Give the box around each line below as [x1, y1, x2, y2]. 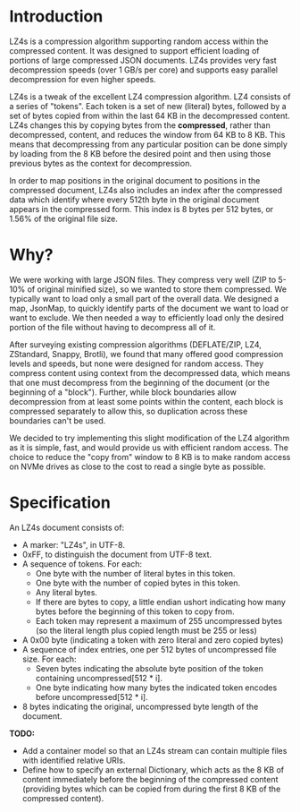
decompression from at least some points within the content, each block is [9, 396, 284, 406]
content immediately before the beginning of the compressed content [21, 774, 279, 784]
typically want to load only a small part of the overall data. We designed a [9, 293, 279, 303]
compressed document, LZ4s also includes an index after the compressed [9, 184, 283, 195]
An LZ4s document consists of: [9, 522, 125, 533]
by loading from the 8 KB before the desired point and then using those [9, 148, 271, 158]
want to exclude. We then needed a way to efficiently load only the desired [9, 312, 284, 323]
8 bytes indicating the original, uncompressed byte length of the [21, 701, 259, 712]
